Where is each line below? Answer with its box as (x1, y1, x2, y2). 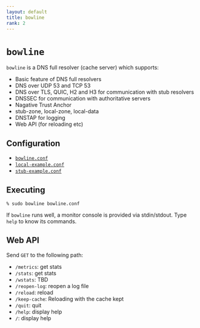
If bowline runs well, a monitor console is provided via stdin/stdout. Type (6, 211, 187, 218)
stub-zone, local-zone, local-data (15, 108, 99, 115)
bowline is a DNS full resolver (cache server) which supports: (6, 64, 159, 71)
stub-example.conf (15, 168, 62, 174)
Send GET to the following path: (6, 251, 84, 258)
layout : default (6, 8, 47, 15)
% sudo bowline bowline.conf (6, 200, 80, 206)
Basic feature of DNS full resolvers (15, 76, 102, 83)
